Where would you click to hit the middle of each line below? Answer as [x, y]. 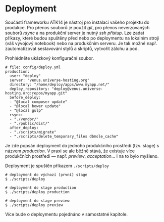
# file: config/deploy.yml [33, 67]
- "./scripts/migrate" [33, 132]
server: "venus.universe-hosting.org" [50, 80]
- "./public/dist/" [30, 123]
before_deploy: [25, 97]
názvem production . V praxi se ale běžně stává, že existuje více [70, 151]
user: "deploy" [25, 76]
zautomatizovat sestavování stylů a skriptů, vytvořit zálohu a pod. [72, 48]
